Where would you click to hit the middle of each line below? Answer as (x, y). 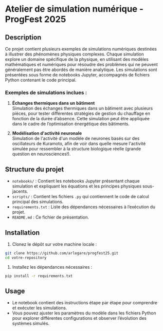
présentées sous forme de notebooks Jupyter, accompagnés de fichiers (77, 75)
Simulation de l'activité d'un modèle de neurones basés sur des (76, 138)
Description (23, 37)
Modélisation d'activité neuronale (47, 133)
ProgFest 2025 (36, 19)
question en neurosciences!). (41, 154)
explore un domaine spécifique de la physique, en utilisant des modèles (77, 59)
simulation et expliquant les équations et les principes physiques (77, 186)
